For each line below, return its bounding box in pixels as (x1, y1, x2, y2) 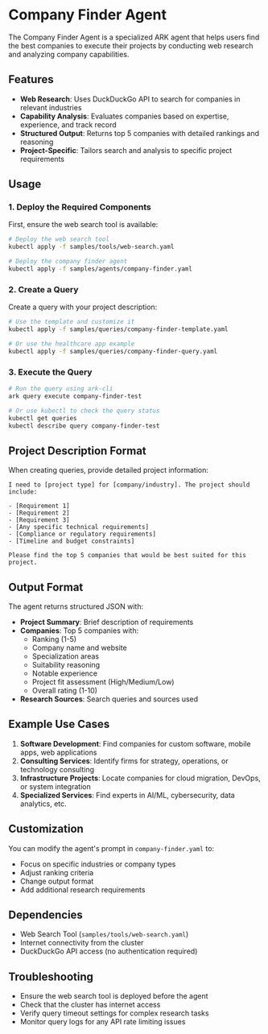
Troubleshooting (8, 970, 94, 983)
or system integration (19, 781, 91, 791)
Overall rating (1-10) (31, 686, 98, 696)
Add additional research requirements (19, 884, 146, 895)
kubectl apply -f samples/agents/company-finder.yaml (8, 265, 193, 273)
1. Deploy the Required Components (8, 201, 151, 213)
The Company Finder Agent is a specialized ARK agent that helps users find (8, 32, 260, 42)
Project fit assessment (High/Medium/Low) (31, 677, 175, 687)
